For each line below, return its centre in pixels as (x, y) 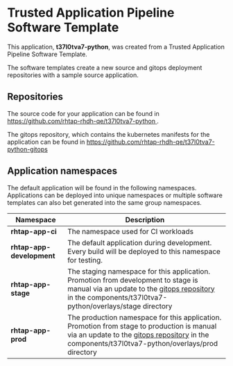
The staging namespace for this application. (138, 271)
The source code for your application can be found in (83, 113)
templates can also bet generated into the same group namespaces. (105, 202)
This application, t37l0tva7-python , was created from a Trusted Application (116, 47)
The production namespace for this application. (144, 317)
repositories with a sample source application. (73, 75)
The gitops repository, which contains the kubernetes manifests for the (109, 134)
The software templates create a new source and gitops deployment (105, 67)
